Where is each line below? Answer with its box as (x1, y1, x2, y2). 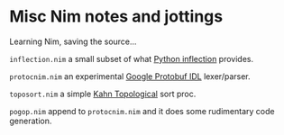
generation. (9, 115, 52, 126)
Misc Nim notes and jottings (9, 6, 224, 27)
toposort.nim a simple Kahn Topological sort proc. (9, 88, 197, 99)
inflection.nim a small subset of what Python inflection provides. (9, 53, 254, 64)
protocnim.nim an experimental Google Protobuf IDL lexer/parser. (9, 70, 251, 82)
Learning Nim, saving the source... (9, 36, 137, 47)
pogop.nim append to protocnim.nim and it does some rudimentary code (9, 105, 275, 116)
